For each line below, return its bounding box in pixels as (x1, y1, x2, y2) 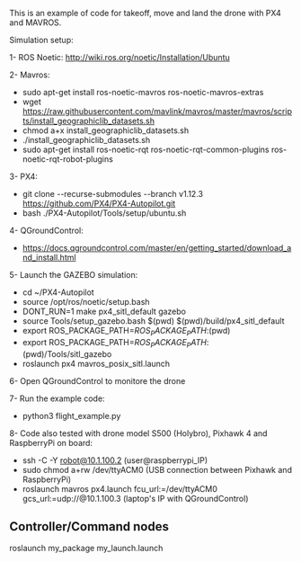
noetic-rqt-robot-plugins (22, 154, 114, 165)
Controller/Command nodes (9, 519, 169, 534)
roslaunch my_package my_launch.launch (9, 543, 164, 554)
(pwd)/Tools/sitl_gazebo (22, 348, 112, 359)
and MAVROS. (9, 17, 62, 28)
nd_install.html (22, 252, 76, 263)
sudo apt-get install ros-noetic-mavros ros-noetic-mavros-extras (22, 87, 264, 97)
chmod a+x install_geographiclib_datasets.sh (22, 125, 190, 136)
